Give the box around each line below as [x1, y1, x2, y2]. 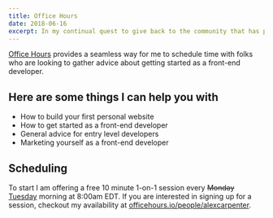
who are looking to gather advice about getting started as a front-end [8, 58, 241, 68]
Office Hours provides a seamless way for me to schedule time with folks [8, 50, 253, 59]
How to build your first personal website [19, 111, 154, 122]
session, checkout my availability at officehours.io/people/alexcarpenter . [8, 200, 252, 210]
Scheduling [8, 161, 67, 175]
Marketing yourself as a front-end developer [19, 137, 169, 147]
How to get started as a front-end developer [19, 120, 168, 130]
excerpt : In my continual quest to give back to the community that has [8, 27, 260, 35]
